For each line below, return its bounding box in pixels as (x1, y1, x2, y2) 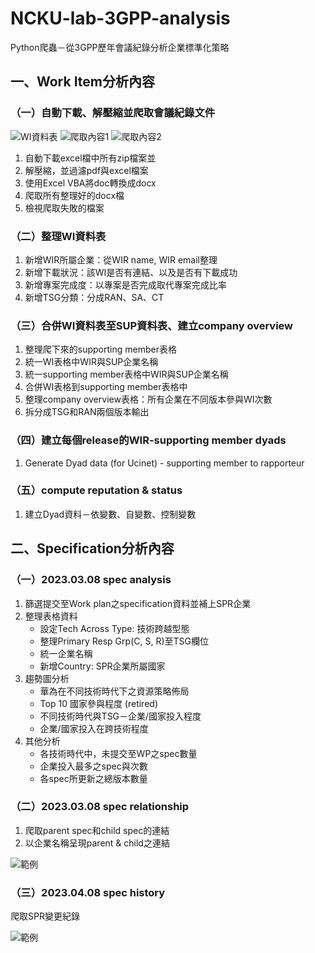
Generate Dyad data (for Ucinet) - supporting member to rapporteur (24, 457, 305, 469)
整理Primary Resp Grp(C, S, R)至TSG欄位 (39, 635, 209, 647)
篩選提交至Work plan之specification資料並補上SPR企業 (24, 597, 252, 609)
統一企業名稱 (39, 647, 93, 659)
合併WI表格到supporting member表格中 (24, 381, 188, 393)
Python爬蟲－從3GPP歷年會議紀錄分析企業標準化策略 (10, 41, 230, 53)
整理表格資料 (24, 610, 78, 622)
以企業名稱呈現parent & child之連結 (24, 837, 170, 849)
